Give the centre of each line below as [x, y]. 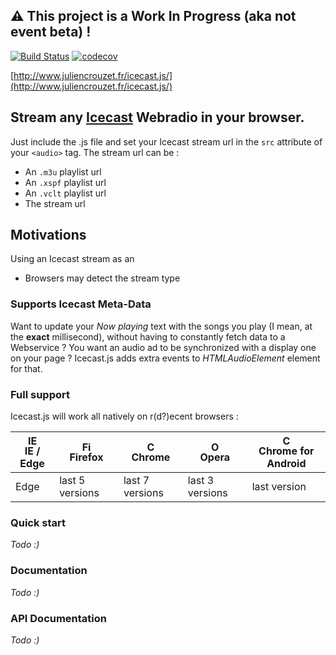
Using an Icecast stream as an [72, 259]
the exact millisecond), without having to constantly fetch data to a [148, 336]
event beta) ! [51, 32]
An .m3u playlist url [63, 171]
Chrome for [286, 451]
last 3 [201, 481]
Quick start [38, 522]
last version [279, 487]
